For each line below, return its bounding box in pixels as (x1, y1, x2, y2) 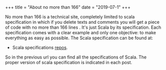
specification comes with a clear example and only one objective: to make (5, 30, 156, 35)
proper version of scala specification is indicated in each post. (5, 60, 132, 65)
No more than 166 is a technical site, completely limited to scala (5, 14, 135, 19)
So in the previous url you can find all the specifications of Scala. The (5, 54, 147, 60)
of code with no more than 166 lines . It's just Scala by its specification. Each (5, 24, 162, 30)
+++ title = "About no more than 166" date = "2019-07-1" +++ (5, 4, 131, 10)
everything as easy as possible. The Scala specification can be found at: (5, 35, 154, 41)
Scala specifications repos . (12, 45, 68, 50)
